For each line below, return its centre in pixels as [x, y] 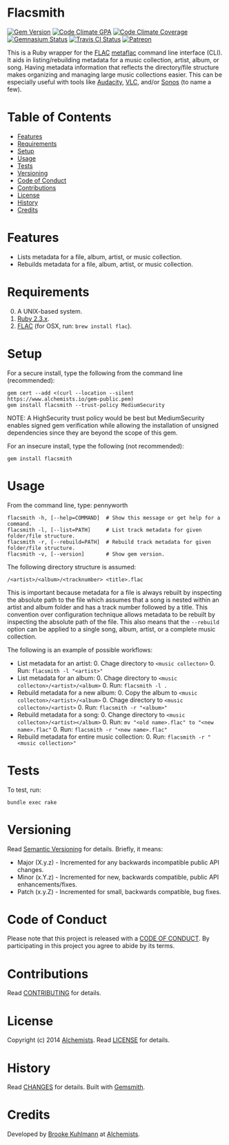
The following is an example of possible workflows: [80, 650]
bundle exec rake [32, 802]
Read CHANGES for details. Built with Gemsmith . [76, 1087]
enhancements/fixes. [47, 884]
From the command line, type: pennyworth [68, 505]
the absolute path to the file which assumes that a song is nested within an [113, 600]
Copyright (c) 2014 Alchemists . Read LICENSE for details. [89, 1040]
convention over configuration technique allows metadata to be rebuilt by [111, 614]
